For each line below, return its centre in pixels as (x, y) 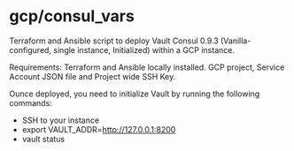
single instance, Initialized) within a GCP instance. (143, 49)
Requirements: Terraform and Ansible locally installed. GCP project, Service (147, 67)
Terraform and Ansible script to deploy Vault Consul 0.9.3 (114, 41)
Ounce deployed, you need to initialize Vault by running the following (135, 94)
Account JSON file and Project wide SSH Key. (93, 76)
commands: (31, 102)
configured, (30, 49)
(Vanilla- (236, 41)
